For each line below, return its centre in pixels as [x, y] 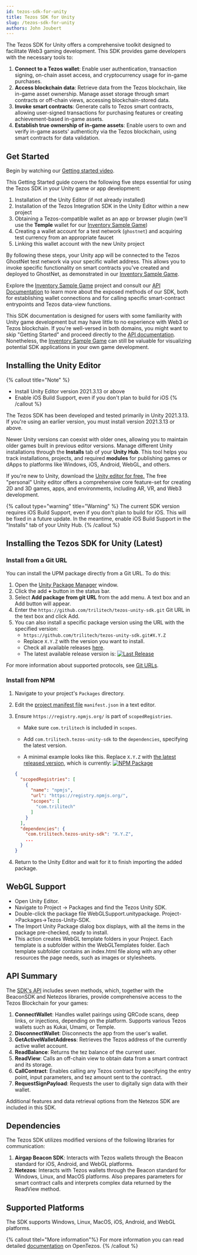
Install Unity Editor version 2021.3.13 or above [70, 391]
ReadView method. [37, 1189]
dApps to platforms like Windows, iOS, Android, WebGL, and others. [88, 464]
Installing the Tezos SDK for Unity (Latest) [84, 544]
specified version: [36, 628]
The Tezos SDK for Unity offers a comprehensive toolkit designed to [89, 45]
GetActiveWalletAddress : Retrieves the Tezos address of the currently [101, 1039]
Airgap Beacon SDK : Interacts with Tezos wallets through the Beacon [99, 1158]
